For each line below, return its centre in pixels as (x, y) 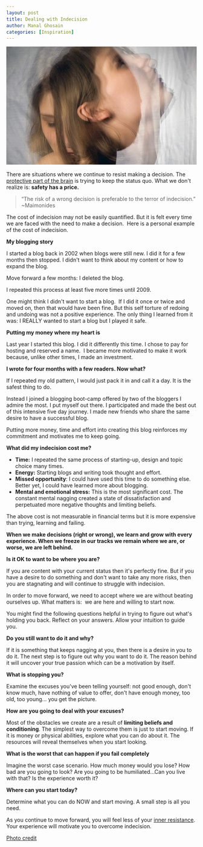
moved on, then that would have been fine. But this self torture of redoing (98, 308)
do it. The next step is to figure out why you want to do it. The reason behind (101, 656)
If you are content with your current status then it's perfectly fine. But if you (100, 571)
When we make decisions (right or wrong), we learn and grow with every (99, 535)
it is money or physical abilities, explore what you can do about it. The (93, 736)
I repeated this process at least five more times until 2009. (79, 290)
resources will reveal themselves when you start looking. (77, 742)
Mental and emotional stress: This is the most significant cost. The (99, 492)
